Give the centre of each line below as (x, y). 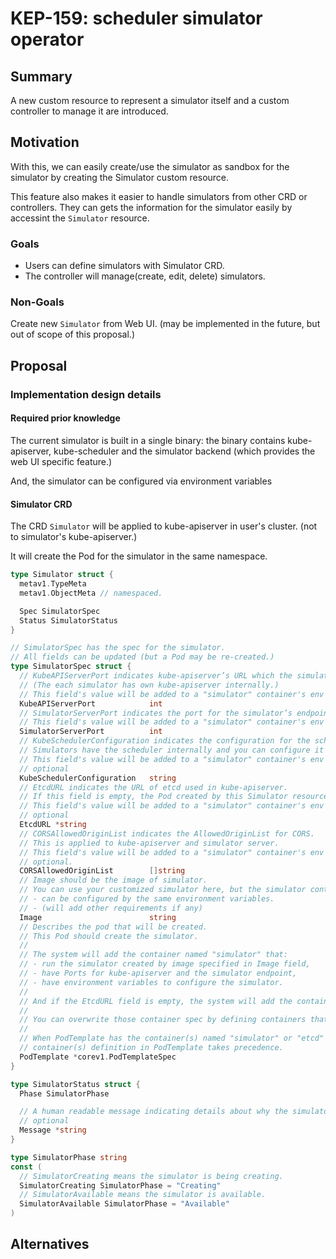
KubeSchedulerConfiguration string (98, 778)
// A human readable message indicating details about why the (153, 1112)
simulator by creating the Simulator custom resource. (120, 177)
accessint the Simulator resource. (80, 218)
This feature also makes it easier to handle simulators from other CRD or (159, 196)
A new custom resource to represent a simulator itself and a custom (150, 100)
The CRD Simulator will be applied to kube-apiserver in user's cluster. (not (164, 526)
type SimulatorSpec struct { (71, 667)
